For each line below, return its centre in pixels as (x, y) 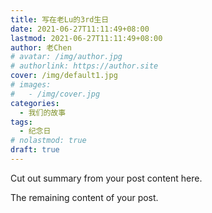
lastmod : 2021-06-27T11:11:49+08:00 (86, 38)
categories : (35, 103)
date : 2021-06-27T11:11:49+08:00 (80, 29)
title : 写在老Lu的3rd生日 (60, 19)
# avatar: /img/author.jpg (66, 57)
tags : (21, 122)
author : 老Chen (41, 47)
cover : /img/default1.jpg (64, 76)
